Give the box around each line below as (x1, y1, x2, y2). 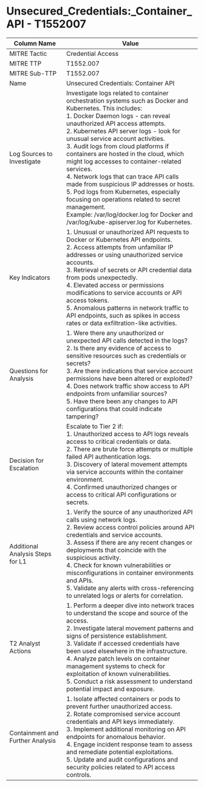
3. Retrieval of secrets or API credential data (66, 265, 192, 274)
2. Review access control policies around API (66, 523, 195, 531)
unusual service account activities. (66, 134, 165, 143)
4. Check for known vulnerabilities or (66, 560, 171, 569)
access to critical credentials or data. (66, 437, 172, 446)
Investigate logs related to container (66, 89, 169, 97)
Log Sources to (9, 149, 53, 158)
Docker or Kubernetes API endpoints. (66, 235, 172, 244)
